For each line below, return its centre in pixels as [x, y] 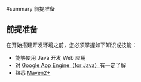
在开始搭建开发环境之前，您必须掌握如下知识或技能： [72, 45]
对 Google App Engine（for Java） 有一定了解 [70, 65]
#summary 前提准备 [31, 9]
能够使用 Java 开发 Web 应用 [50, 57]
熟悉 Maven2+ [33, 72]
